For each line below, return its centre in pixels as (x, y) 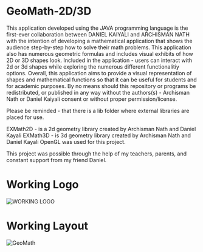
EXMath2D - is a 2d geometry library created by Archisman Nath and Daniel (101, 129)
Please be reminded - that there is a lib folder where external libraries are (98, 111)
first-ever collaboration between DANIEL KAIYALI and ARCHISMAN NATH (98, 34)
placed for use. (25, 117)
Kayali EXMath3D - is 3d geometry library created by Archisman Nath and (99, 135)
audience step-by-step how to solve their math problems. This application (99, 47)
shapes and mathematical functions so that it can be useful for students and (101, 80)
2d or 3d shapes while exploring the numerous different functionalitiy (93, 66)
